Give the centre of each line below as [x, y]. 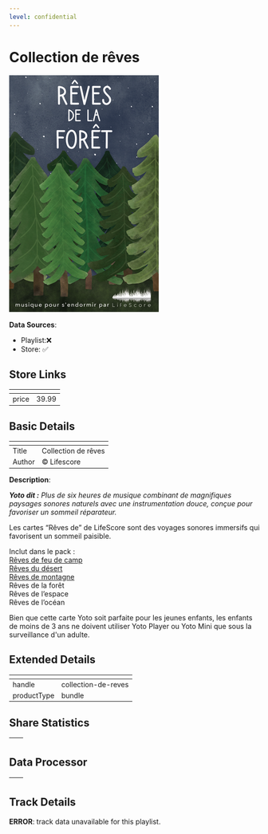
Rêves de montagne [42, 576]
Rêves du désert [36, 568]
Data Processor [48, 763]
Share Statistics [49, 723]
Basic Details [42, 427]
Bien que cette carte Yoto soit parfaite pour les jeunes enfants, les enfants [131, 617]
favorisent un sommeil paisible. [60, 536]
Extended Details [53, 660]
